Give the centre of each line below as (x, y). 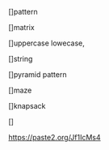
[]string (21, 59)
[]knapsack (27, 106)
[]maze (20, 90)
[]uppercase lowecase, (46, 43)
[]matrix (21, 27)
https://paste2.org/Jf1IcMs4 (55, 137)
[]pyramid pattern (38, 75)
